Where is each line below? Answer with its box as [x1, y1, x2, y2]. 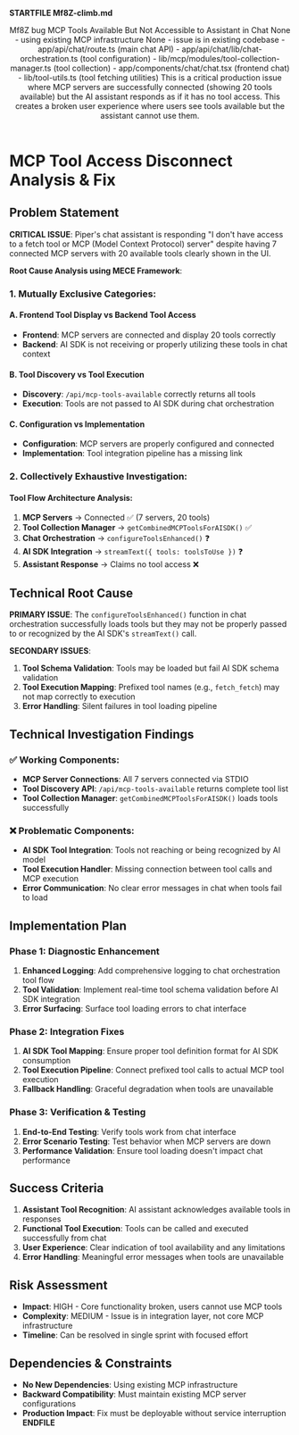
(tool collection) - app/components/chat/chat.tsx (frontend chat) [53, 63, 290, 73]
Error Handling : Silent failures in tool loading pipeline [21, 701, 218, 712]
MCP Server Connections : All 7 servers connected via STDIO [21, 773, 249, 784]
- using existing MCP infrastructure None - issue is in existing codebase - [14, 35, 286, 45]
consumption [21, 1055, 71, 1066]
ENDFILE [21, 1417, 55, 1428]
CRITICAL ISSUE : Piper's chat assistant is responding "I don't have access [9, 229, 284, 239]
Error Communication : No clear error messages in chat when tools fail [21, 883, 283, 894]
